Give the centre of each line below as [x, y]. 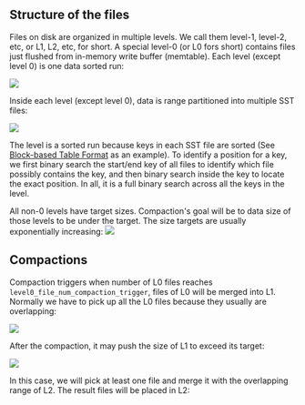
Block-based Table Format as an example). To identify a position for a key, [148, 155]
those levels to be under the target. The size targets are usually [128, 220]
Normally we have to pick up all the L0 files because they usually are [138, 301]
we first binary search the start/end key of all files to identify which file [142, 164]
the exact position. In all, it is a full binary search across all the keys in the [147, 183]
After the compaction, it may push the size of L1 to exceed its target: [137, 346]
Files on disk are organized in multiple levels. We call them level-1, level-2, [148, 36]
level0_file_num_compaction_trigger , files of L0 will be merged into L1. [142, 291]
